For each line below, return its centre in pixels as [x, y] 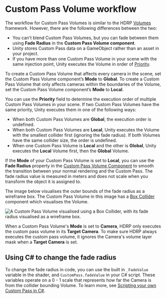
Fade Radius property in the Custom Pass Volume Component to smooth [80, 166]
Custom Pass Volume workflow [71, 9]
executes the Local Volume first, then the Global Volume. [71, 151]
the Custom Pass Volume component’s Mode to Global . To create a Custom [82, 79]
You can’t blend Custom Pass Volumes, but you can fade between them [85, 38]
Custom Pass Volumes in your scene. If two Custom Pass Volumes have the [82, 104]
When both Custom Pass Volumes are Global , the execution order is [82, 119]
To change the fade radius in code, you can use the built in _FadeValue [77, 269]
